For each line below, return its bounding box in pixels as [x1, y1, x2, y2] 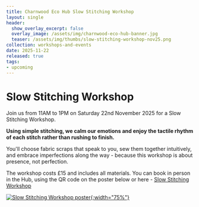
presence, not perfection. [6, 158, 68, 165]
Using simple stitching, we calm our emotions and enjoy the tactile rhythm [6, 128, 194, 135]
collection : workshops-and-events [6, 42, 92, 48]
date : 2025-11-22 [6, 48, 49, 54]
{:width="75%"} [90, 194, 129, 201]
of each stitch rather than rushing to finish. [6, 134, 115, 141]
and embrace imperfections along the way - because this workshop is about [6, 152, 193, 159]
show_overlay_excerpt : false [11, 25, 84, 32]
